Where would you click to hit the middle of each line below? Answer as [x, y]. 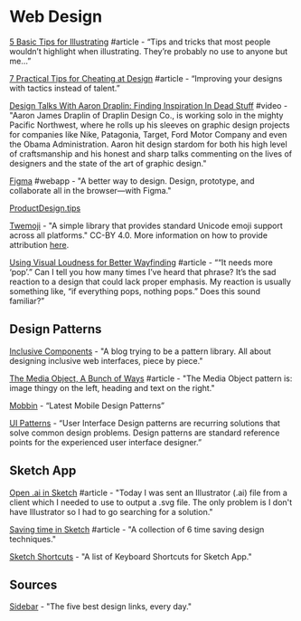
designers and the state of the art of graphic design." [108, 163]
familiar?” [27, 301]
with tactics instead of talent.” [65, 88]
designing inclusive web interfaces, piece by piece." [106, 360]
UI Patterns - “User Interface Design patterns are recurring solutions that [145, 423]
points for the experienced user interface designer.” [105, 442]
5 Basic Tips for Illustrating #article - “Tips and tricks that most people [140, 42]
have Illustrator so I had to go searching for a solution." [112, 511]
